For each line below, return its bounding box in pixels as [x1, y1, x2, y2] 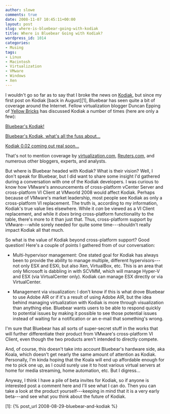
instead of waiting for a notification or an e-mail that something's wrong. [12, 315, 163, 321]
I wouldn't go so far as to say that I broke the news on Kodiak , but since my [5, 92, 162, 98]
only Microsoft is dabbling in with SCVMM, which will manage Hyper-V [12, 268, 160, 274]
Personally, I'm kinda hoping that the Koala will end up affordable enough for [5, 356, 165, 362]
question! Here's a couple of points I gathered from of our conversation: [5, 242, 155, 248]
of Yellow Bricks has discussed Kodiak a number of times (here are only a [5, 108, 158, 114]
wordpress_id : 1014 [5, 36, 47, 41]
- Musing [5, 45, 24, 50]
